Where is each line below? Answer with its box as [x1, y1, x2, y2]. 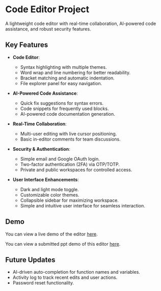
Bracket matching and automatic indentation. [20, 75, 115, 81]
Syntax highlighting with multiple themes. [20, 64, 107, 70]
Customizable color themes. [20, 192, 79, 198]
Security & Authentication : [12, 146, 70, 152]
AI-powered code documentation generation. [20, 111, 116, 117]
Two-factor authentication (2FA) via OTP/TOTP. [20, 161, 120, 167]
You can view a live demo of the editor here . [5, 231, 98, 237]
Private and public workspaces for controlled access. [20, 167, 132, 173]
